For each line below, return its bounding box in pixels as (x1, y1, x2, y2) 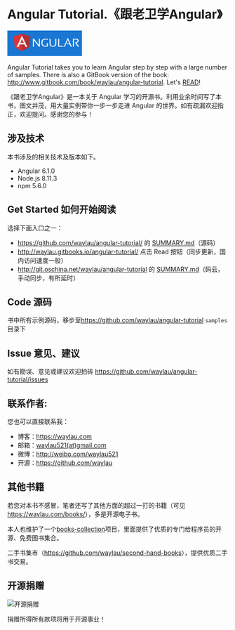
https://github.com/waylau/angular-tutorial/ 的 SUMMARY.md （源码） (17, 238, 220, 247)
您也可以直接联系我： (7, 417, 69, 426)
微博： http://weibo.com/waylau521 (17, 450, 119, 458)
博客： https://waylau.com (17, 433, 93, 440)
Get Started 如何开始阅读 (7, 204, 116, 216)
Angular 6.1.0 (17, 166, 55, 175)
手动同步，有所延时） (17, 273, 79, 282)
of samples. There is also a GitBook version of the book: (7, 70, 170, 79)
